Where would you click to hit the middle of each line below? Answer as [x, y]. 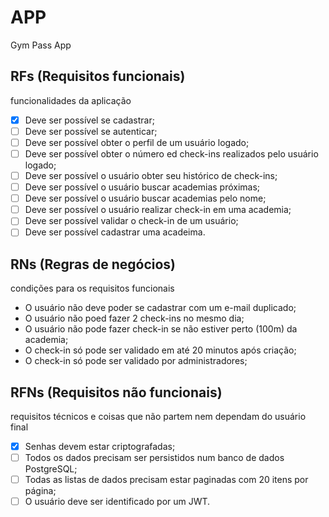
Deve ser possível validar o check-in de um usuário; [131, 221]
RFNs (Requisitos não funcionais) [116, 392]
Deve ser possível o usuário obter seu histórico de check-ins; [151, 175]
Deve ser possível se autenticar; [91, 131]
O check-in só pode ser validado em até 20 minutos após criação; [160, 350]
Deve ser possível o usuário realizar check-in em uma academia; [158, 210]
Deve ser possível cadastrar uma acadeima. [115, 232]
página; [40, 491]
